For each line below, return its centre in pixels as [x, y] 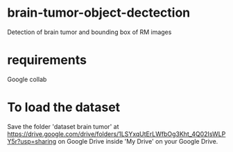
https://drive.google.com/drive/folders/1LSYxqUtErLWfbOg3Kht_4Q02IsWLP [116, 134]
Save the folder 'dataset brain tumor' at [63, 126]
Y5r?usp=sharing [32, 141]
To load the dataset [64, 107]
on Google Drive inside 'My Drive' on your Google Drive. [138, 141]
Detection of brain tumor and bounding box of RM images [89, 32]
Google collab [27, 79]
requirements [47, 60]
